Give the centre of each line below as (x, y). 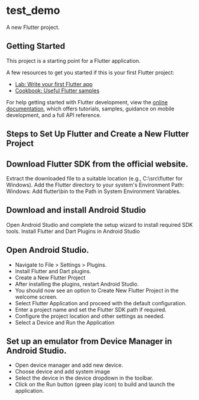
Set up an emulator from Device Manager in (89, 341)
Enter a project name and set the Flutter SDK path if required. (91, 310)
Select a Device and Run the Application (65, 322)
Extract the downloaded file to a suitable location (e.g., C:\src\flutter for (95, 178)
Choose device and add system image (62, 372)
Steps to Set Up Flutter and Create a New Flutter (98, 134)
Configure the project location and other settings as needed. (90, 316)
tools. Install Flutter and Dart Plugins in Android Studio (73, 231)
